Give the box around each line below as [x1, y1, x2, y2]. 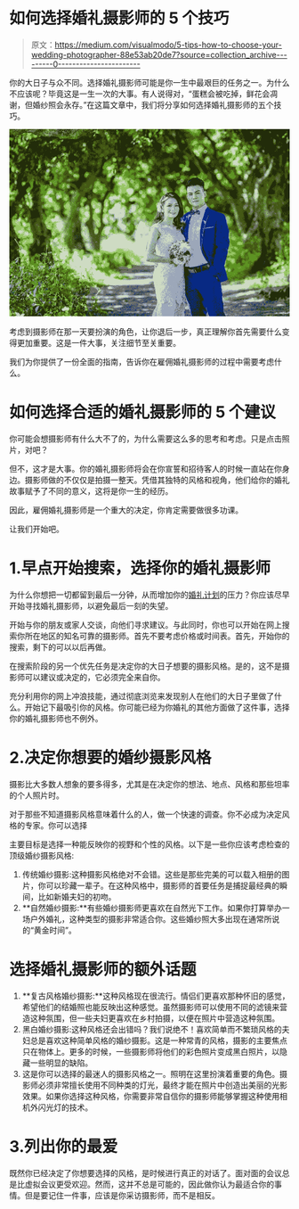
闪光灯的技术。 [37, 1102, 93, 1113]
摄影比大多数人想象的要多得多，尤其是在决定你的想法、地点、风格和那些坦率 [9, 778, 290, 789]
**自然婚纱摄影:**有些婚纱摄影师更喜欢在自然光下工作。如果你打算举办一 [21, 902, 290, 913]
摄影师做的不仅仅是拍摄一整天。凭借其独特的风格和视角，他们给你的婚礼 [24, 474, 290, 485]
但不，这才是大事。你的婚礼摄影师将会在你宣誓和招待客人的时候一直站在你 [9, 463, 282, 473]
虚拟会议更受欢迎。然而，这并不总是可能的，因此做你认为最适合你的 [24, 1179, 274, 1189]
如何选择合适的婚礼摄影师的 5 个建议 [9, 402, 276, 423]
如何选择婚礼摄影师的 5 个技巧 [9, 8, 230, 29]
